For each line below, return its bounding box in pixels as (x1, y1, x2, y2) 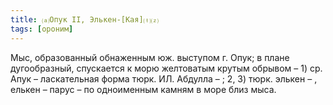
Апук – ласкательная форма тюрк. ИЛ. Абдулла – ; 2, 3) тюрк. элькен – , (10, 72, 318, 85)
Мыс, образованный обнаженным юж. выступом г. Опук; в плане (10, 51, 290, 63)
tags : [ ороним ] (10, 24, 74, 34)
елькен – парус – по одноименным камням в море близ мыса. (10, 83, 277, 95)
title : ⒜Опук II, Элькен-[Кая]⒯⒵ (10, 14, 159, 25)
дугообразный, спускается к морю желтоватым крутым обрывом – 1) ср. (10, 62, 323, 74)
